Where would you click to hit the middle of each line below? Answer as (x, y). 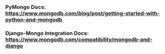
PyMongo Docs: (26, 7)
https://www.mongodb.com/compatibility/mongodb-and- (79, 39)
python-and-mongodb (34, 20)
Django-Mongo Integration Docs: (47, 33)
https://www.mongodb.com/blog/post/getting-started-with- (82, 13)
